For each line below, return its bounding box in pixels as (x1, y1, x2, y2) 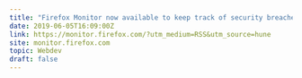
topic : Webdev (9, 47, 63, 56)
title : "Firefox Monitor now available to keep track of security (9, 13, 263, 22)
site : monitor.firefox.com (9, 38, 111, 48)
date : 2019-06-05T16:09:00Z (9, 22, 115, 30)
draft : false (9, 55, 58, 64)
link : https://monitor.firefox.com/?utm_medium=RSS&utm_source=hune (9, 30, 271, 39)
